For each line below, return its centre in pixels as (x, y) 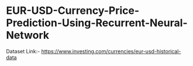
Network (28, 35)
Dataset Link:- (23, 51)
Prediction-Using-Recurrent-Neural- (97, 23)
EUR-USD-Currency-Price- (73, 11)
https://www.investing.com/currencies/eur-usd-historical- (111, 51)
